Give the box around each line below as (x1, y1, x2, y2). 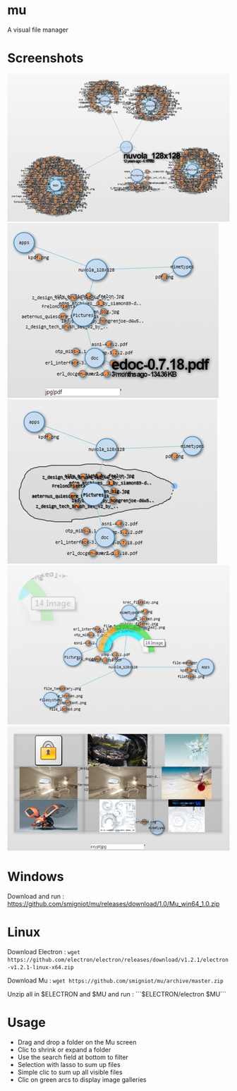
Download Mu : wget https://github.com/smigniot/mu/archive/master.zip (7, 976, 224, 985)
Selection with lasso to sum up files (17, 1060, 121, 1068)
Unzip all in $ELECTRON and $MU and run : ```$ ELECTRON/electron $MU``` (7, 989, 227, 998)
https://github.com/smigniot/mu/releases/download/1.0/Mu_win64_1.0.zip (7, 899, 220, 908)
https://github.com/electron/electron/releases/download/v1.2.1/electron (7, 956, 229, 963)
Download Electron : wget (7, 947, 81, 956)
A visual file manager (7, 25, 69, 34)
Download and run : (7, 891, 65, 901)
